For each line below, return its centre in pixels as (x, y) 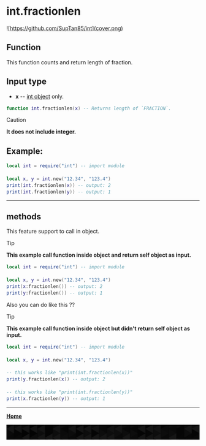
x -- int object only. (40, 96)
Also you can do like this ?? (41, 304)
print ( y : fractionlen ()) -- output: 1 (55, 293)
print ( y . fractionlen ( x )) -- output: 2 (56, 379)
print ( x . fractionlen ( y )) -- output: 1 (56, 399)
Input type (27, 82)
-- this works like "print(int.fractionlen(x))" (70, 373)
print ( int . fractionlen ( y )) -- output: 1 (59, 192)
